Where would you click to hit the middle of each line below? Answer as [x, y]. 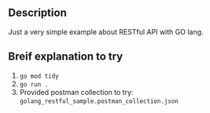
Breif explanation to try [66, 57]
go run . [34, 84]
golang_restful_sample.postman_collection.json [99, 101]
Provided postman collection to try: [76, 92]
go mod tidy [39, 76]
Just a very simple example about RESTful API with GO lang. [106, 31]
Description [37, 13]
